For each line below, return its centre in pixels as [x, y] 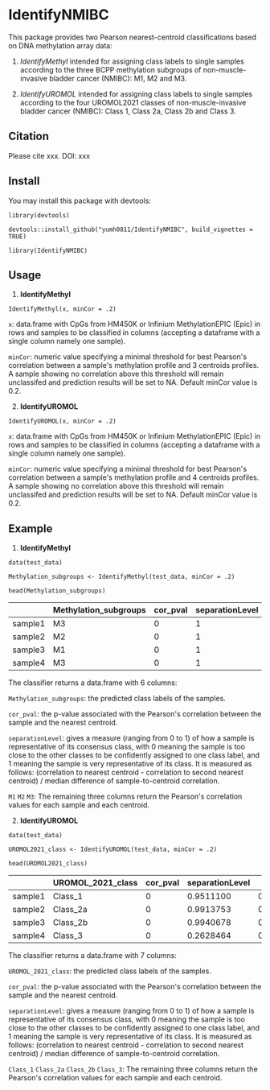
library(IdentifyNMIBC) [48, 250]
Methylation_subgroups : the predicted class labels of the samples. [117, 699]
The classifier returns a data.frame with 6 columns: [93, 683]
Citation [29, 136]
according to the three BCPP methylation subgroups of [110, 69]
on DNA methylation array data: [60, 45]
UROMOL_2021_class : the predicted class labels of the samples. [110, 971]
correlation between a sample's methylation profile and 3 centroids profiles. [134, 365]
